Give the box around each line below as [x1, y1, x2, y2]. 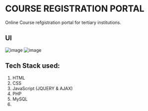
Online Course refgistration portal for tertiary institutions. [5, 19, 122, 25]
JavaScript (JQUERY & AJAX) [12, 85, 73, 91]
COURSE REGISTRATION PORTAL [5, 3, 145, 14]
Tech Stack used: [5, 62, 61, 70]
